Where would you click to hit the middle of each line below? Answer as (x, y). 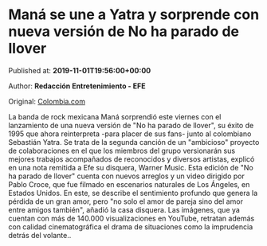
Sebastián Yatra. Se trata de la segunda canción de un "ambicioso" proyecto (134, 142)
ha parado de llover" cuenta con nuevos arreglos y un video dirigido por (127, 176)
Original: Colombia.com (47, 101)
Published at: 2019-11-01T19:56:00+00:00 (80, 70)
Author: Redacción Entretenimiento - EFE (77, 86)
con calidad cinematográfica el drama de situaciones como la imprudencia (131, 226)
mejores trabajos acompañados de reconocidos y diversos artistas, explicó (132, 159)
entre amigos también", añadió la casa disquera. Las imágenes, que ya (124, 209)
